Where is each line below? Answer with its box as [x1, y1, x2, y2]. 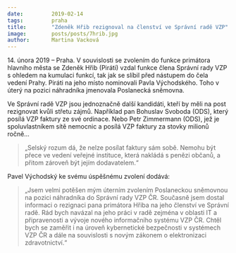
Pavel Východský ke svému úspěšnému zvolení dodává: [7, 172, 170, 181]
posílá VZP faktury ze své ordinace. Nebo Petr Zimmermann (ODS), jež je [7, 114, 220, 124]
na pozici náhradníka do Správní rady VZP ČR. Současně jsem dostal [24, 194, 225, 202]
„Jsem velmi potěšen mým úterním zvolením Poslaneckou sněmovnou [24, 186, 228, 194]
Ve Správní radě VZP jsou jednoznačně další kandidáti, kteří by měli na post [7, 100, 227, 108]
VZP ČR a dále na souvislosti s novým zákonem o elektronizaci [24, 231, 206, 240]
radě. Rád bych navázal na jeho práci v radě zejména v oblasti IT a [24, 208, 217, 217]
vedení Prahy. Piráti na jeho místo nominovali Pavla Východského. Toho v [7, 78, 220, 87]
